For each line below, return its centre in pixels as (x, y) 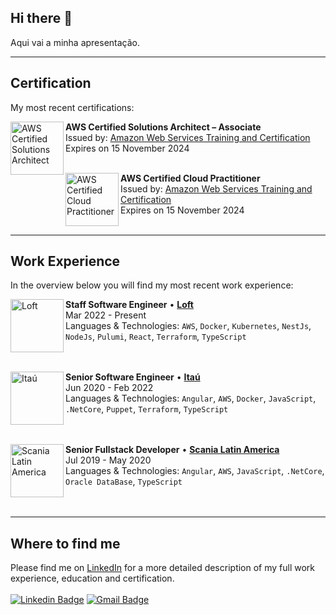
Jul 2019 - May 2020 (108, 460)
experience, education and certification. (92, 578)
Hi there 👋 (41, 18)
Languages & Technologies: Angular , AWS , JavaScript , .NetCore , (195, 471)
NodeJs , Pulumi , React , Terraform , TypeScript (156, 337)
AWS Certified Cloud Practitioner (190, 178)
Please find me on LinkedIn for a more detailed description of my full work (163, 568)
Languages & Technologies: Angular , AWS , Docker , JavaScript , (191, 398)
